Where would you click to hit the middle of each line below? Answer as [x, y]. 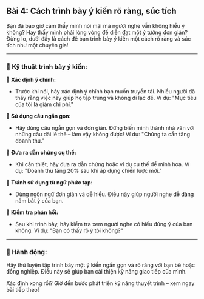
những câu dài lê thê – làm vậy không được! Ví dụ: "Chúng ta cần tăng [103, 135]
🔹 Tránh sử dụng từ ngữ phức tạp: [49, 183]
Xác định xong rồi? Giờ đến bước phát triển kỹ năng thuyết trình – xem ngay [100, 283]
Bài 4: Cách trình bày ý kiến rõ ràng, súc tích [92, 11]
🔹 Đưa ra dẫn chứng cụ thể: [41, 153]
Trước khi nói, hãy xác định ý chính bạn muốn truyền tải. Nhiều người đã [105, 92]
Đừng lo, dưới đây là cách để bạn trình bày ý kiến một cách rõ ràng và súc [99, 39]
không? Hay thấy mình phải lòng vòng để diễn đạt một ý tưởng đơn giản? [97, 32]
